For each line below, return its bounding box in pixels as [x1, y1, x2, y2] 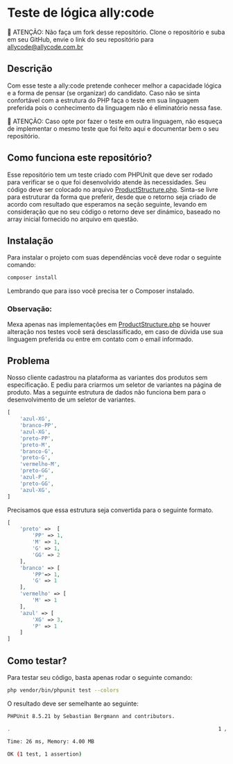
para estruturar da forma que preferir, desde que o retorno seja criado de [7, 193, 216, 201]
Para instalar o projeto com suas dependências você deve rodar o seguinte [7, 253, 222, 262]
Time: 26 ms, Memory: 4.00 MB [7, 738, 95, 745]
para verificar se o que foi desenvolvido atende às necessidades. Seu [7, 177, 207, 186]
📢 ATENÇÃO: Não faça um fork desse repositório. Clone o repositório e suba [7, 28, 225, 36]
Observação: [7, 304, 52, 314]
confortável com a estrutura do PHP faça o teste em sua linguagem [7, 96, 200, 104]
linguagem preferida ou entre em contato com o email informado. [7, 335, 194, 343]
